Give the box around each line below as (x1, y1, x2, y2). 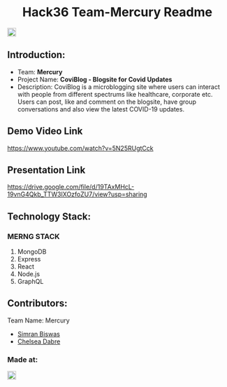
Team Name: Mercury (7, 316, 70, 325)
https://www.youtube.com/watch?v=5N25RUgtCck (7, 144, 154, 152)
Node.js (17, 270, 41, 278)
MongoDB (17, 247, 47, 256)
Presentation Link (7, 164, 86, 176)
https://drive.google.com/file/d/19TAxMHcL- (7, 183, 135, 191)
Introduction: (7, 49, 66, 61)
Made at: (7, 355, 38, 365)
